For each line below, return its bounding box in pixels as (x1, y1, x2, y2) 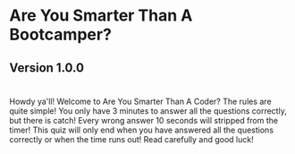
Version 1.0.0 (9, 60, 85, 75)
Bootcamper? (9, 24, 112, 45)
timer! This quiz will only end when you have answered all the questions (9, 124, 274, 135)
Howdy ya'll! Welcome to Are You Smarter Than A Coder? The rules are (9, 96, 272, 107)
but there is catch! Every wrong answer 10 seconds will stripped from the (9, 115, 279, 125)
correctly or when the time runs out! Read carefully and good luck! (9, 133, 254, 144)
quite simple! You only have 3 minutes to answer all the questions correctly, (9, 105, 288, 116)
